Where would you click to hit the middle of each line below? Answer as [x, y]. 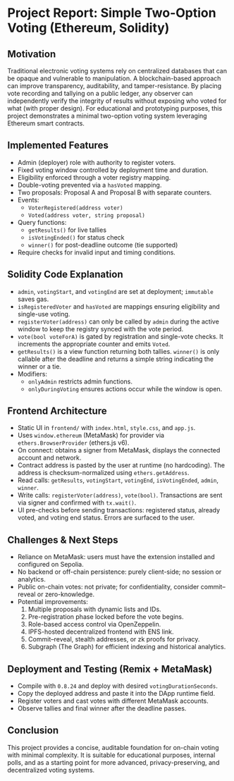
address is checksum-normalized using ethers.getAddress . [103, 473]
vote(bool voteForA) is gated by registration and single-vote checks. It [120, 336]
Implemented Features [58, 146]
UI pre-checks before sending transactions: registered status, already [119, 510]
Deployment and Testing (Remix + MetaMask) [110, 669]
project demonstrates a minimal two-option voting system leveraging [107, 116]
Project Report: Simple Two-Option [112, 13]
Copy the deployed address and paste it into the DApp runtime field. [116, 694]
